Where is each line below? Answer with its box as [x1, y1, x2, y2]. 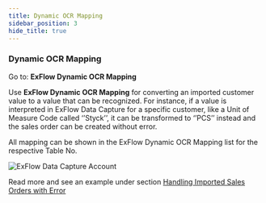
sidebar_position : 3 [8, 19, 78, 27]
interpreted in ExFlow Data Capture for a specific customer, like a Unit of [8, 104, 250, 114]
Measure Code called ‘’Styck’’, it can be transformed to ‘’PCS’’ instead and [8, 113, 256, 122]
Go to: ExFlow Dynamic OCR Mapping [8, 72, 137, 81]
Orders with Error [8, 185, 66, 195]
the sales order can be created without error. [8, 122, 158, 131]
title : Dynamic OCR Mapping [8, 11, 103, 20]
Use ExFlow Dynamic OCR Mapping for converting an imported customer [8, 87, 255, 97]
